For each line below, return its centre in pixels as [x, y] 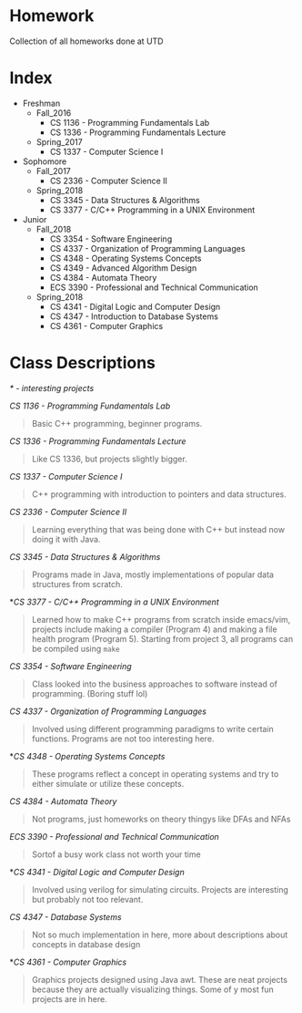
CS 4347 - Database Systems [65, 916]
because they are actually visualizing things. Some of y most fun [153, 989]
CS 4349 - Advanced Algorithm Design [123, 268]
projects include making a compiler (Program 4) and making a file [154, 629]
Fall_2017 [53, 171]
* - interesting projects [52, 388]
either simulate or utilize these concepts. [108, 783]
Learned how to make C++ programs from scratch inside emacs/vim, [161, 619]
